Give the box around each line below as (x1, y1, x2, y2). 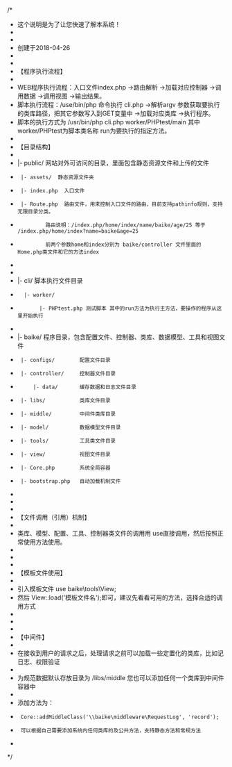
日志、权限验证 (17, 658, 60, 666)
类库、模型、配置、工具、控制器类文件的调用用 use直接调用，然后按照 (17, 529, 218, 537)
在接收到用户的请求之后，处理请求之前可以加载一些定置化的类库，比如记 (17, 649, 224, 657)
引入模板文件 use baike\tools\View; (17, 585, 116, 593)
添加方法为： (17, 698, 54, 707)
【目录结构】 (17, 142, 54, 151)
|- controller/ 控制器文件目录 (20, 370, 116, 377)
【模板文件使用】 (17, 569, 66, 577)
